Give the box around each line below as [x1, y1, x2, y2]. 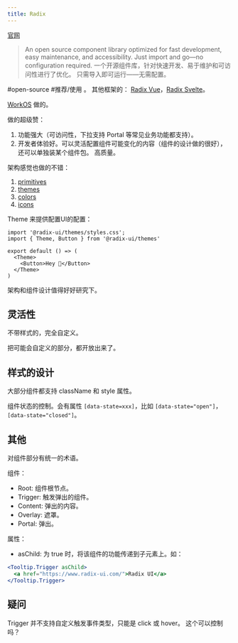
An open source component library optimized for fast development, [24, 45, 222, 53]
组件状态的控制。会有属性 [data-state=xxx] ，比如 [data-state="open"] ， [7, 402, 222, 411]
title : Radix [7, 10, 46, 18]
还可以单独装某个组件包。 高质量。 [17, 148, 119, 156]
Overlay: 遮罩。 [17, 511, 63, 519]
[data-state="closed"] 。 [7, 411, 81, 419]
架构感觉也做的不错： [7, 163, 70, 171]
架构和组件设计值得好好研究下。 [7, 286, 101, 294]
